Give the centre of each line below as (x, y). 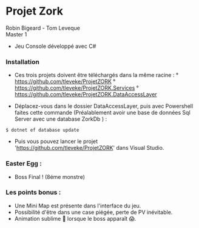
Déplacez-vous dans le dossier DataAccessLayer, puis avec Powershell (104, 106)
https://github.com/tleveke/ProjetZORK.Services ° (76, 88)
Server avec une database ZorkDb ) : (61, 119)
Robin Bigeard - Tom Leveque (43, 28)
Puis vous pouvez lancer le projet (56, 141)
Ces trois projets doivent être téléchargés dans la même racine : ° (96, 75)
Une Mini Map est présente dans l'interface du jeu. (78, 206)
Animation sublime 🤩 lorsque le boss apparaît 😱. (75, 218)
